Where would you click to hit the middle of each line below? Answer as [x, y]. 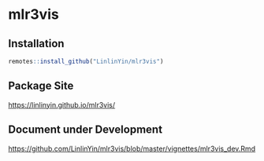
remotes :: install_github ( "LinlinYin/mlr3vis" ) [86, 61]
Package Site [41, 86]
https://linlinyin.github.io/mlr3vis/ [62, 104]
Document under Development [86, 130]
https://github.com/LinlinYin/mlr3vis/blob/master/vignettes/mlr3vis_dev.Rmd [132, 148]
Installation [36, 44]
